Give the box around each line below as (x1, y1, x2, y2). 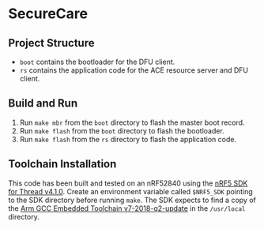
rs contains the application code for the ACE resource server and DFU (19, 66, 249, 75)
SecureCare (8, 5, 89, 23)
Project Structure (8, 36, 95, 50)
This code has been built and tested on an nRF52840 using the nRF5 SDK (8, 178, 248, 188)
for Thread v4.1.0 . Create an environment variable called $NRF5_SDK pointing (8, 186, 253, 196)
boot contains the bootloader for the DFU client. (19, 57, 175, 66)
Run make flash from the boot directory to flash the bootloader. (19, 126, 225, 135)
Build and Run (8, 96, 77, 111)
